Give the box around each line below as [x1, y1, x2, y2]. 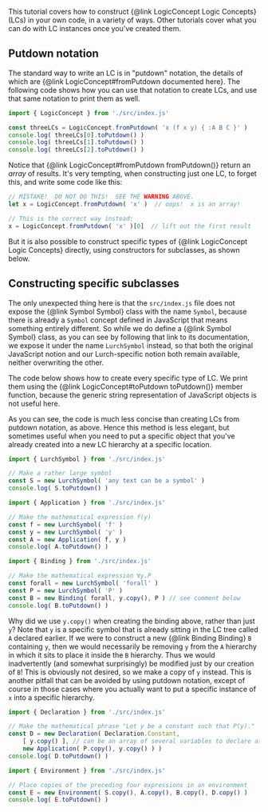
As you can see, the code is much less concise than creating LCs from [8, 414, 240, 423]
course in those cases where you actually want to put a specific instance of [8, 684, 257, 694]
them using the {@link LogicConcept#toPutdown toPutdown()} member [8, 382, 243, 391]
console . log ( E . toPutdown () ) [8, 796, 109, 804]
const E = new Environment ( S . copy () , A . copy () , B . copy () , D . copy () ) [8, 788, 248, 797]
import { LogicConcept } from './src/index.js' [8, 109, 170, 117]
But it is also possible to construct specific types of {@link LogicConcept [8, 236, 248, 246]
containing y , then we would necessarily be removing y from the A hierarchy [8, 642, 258, 651]
